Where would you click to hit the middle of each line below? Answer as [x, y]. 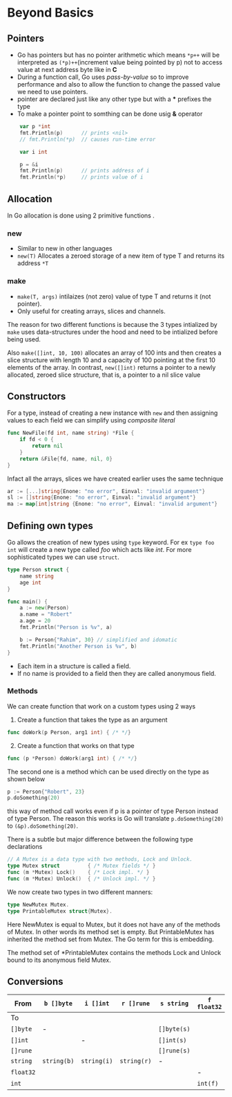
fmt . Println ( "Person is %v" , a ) [66, 627]
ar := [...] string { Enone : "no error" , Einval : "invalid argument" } [106, 491]
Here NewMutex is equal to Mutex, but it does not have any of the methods [114, 924]
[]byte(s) [174, 1029]
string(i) [97, 1061]
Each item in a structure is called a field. [74, 666]
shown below [26, 779]
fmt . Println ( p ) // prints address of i [85, 171]
